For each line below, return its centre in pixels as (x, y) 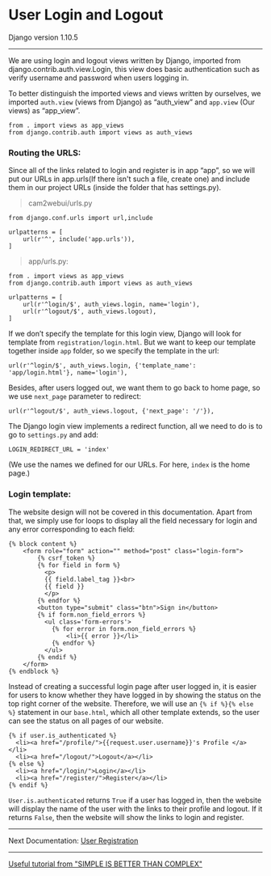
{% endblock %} (34, 671)
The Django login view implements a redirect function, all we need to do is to (135, 426)
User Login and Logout (86, 15)
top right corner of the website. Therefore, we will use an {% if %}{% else (131, 703)
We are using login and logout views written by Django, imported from (125, 60)
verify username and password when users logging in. (99, 78)
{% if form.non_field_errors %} (92, 615)
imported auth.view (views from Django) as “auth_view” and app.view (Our (132, 102)
